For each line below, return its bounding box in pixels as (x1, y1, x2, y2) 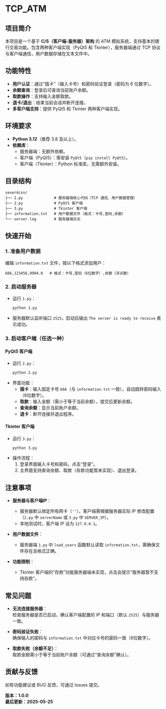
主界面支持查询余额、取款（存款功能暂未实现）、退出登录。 (19, 467, 140, 473)
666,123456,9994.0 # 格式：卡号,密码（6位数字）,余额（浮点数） (5, 271, 131, 276)
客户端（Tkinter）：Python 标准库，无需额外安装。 (19, 160, 122, 167)
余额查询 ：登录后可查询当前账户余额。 (12, 87, 91, 93)
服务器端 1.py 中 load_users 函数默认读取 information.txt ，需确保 (19, 542, 156, 548)
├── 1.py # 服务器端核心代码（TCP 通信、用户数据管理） (5, 195, 138, 201)
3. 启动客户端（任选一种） (5, 335, 67, 342)
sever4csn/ (5, 190, 28, 195)
